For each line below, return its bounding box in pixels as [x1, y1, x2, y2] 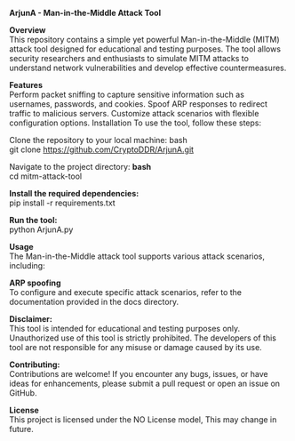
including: [9, 261, 46, 270]
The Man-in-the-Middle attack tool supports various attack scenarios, [9, 251, 265, 261]
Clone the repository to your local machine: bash [9, 135, 188, 145]
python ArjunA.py [9, 224, 74, 235]
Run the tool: [9, 215, 58, 225]
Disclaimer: [9, 314, 53, 324]
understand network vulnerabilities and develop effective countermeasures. [9, 62, 287, 73]
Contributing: [9, 359, 60, 370]
